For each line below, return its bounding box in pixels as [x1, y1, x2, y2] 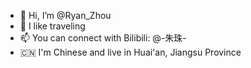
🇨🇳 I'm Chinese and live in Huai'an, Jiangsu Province [19, 46, 242, 58]
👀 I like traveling [19, 20, 86, 32]
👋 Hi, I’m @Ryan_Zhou [19, 10, 112, 21]
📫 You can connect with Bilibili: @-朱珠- [19, 32, 187, 44]
